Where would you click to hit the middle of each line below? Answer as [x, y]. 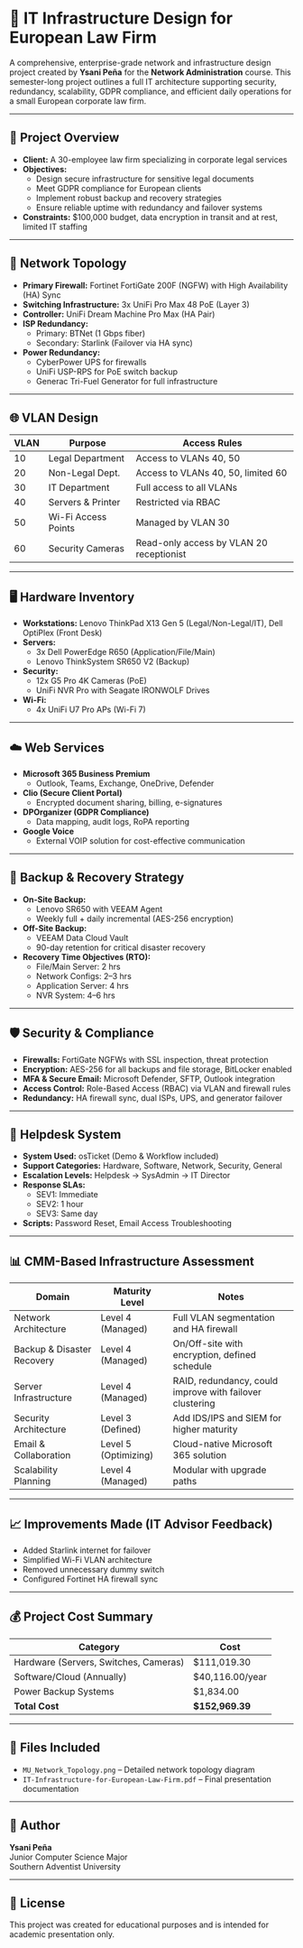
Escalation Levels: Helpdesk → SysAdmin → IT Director [126, 1176]
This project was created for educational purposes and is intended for [139, 1925]
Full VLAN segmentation [224, 1318]
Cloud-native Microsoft [223, 1445]
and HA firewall [205, 1329]
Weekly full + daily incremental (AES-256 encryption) [135, 919]
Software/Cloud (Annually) [71, 1676]
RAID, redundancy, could [225, 1381]
